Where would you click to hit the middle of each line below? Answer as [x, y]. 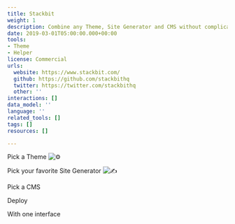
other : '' [28, 92]
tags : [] [20, 124]
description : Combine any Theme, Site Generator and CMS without [104, 27]
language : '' [26, 111]
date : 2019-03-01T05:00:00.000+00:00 [62, 33]
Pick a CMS [24, 187]
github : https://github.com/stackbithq [72, 79]
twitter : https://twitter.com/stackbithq [75, 85]
